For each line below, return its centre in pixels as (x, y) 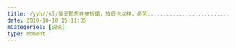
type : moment (26, 34)
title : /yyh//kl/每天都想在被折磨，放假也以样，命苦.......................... (118, 14)
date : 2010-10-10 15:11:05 (47, 20)
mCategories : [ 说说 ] (36, 27)
